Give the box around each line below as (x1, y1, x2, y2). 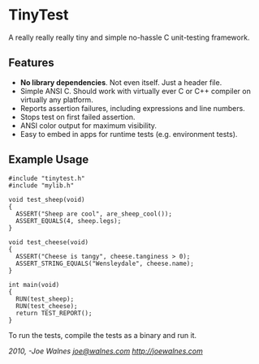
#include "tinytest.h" (8, 174, 85, 182)
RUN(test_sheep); (15, 294, 75, 303)
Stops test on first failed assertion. (19, 112, 136, 122)
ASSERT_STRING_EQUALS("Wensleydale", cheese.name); (15, 259, 195, 268)
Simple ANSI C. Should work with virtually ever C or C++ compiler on (19, 86, 252, 96)
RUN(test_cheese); (15, 302, 79, 310)
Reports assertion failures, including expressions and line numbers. (19, 103, 245, 113)
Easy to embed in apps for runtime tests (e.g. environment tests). (19, 129, 238, 139)
